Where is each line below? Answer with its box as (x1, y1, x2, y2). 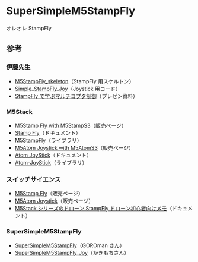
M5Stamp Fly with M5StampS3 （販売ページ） (14, 122, 127, 129)
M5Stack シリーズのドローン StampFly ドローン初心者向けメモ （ (14, 205, 173, 212)
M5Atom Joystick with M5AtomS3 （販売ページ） (14, 144, 135, 151)
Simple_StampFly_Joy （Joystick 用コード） (14, 85, 122, 92)
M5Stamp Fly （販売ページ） (14, 190, 84, 197)
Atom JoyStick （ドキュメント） (14, 151, 92, 159)
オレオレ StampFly (6, 24, 52, 31)
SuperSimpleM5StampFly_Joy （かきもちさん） (14, 249, 129, 256)
